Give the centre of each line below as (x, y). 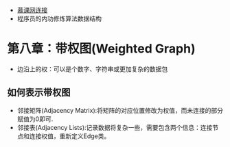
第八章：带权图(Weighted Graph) (101, 49)
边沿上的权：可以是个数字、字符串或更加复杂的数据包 (92, 69)
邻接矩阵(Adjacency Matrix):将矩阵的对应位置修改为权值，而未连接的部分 (120, 110)
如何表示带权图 (39, 93)
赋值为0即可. (35, 119)
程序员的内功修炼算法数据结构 (59, 18)
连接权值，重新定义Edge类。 (70, 136)
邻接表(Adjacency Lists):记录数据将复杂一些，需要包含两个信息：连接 (115, 127)
